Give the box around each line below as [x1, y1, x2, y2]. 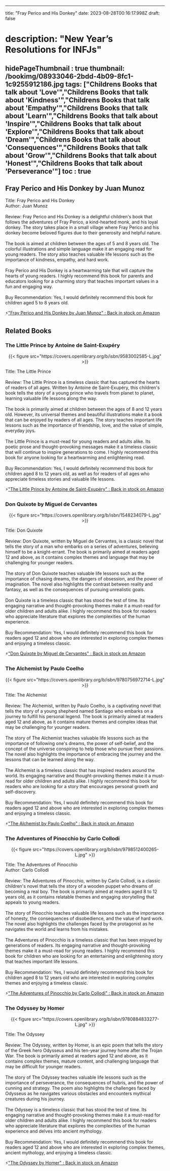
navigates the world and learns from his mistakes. [5, 926, 109, 932]
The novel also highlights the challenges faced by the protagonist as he [5, 920, 154, 927]
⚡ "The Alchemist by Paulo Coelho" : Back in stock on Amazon [5, 820, 134, 826]
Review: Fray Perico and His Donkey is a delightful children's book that [5, 214, 153, 220]
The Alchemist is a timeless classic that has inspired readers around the [5, 767, 155, 773]
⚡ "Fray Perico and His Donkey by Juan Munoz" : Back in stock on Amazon [5, 310, 160, 316]
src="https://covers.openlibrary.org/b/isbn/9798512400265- [32, 846, 159, 852]
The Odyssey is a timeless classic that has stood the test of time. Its [5, 1107, 147, 1113]
